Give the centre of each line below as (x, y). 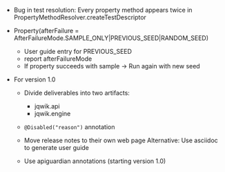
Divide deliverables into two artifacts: (77, 93)
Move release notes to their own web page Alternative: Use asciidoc (121, 140)
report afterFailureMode (58, 59)
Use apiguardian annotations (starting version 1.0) (95, 161)
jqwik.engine (52, 114)
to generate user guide (57, 147)
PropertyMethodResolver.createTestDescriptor (80, 17)
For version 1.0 (35, 79)
